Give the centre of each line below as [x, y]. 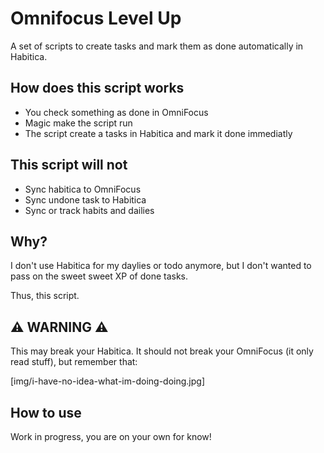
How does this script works [97, 88]
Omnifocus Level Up [96, 18]
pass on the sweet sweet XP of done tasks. [99, 276]
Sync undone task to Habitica [85, 199]
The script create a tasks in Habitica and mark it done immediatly [158, 133]
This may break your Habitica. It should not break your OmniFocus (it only [162, 351]
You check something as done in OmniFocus [116, 112]
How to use [46, 412]
